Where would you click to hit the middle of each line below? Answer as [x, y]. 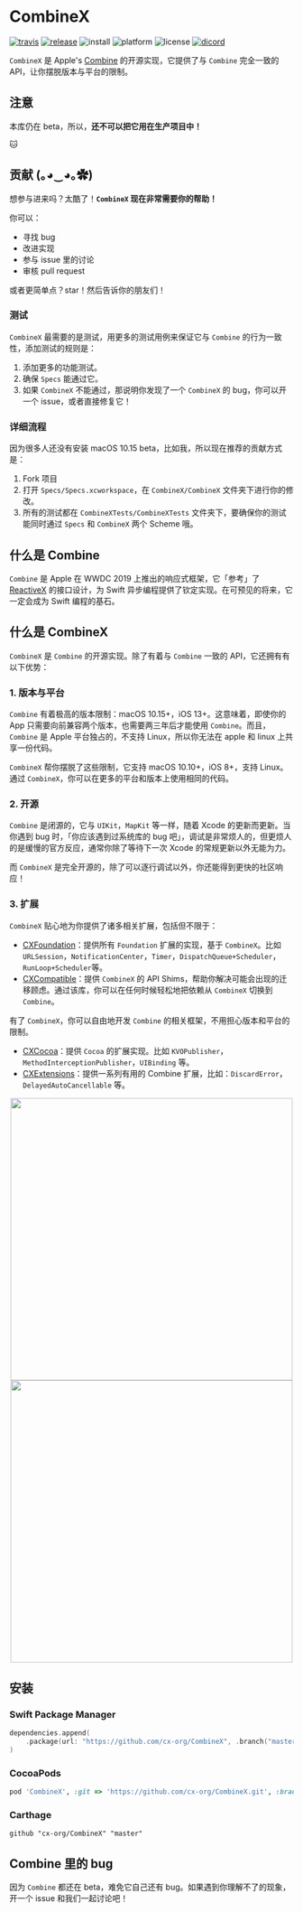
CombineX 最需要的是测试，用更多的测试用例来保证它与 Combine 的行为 [138, 337]
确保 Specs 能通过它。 [63, 378]
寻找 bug [39, 237]
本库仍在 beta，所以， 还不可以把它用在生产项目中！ [106, 126]
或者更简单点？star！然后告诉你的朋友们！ [88, 290]
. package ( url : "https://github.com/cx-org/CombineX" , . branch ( [147, 1742]
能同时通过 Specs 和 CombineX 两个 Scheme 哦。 [110, 524]
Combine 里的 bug [61, 1864]
